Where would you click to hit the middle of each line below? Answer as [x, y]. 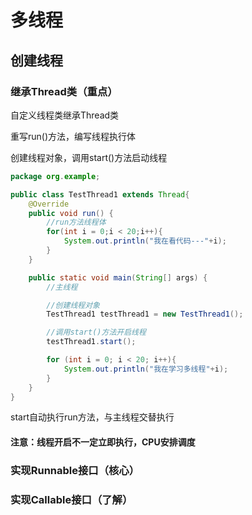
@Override [49, 204]
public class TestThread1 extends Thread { [100, 194]
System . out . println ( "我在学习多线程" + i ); [146, 369]
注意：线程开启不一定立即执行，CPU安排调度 [103, 442]
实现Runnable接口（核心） [75, 470]
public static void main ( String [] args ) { [118, 277]
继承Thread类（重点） [64, 91]
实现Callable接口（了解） [71, 499]
